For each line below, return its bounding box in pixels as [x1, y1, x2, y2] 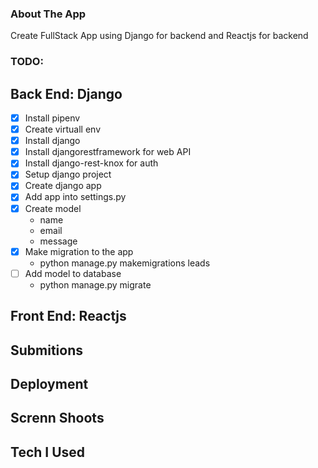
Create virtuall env [24, 123, 102, 136]
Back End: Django [10, 85, 123, 102]
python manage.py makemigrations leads [39, 257, 211, 269]
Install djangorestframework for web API [24, 146, 192, 158]
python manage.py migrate [39, 278, 152, 291]
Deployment [10, 375, 89, 392]
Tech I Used [10, 443, 86, 461]
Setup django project [24, 168, 112, 181]
